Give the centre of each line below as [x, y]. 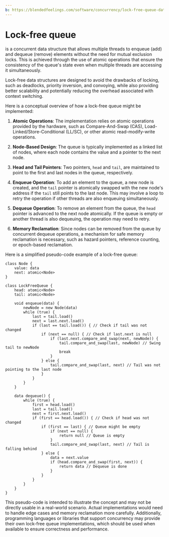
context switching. [24, 96]
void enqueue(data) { [37, 303]
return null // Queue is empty [92, 435]
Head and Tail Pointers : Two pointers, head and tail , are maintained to [86, 167]
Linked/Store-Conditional [38, 131]
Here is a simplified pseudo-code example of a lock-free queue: [71, 254]
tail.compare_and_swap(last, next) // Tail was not [105, 365]
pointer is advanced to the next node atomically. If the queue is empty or [88, 213]
